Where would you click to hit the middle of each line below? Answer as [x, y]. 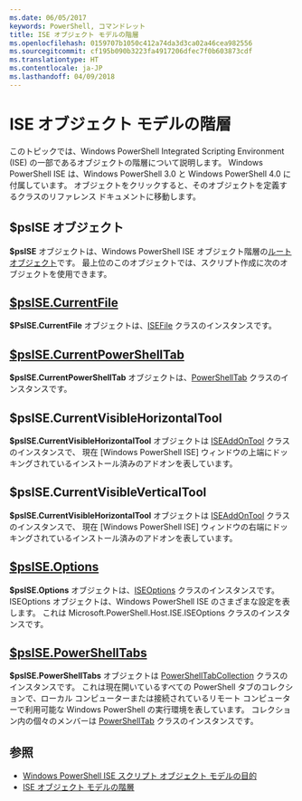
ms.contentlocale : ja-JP [56, 69]
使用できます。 [84, 273]
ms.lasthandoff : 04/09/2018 [62, 77]
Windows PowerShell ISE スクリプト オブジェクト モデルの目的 [140, 776]
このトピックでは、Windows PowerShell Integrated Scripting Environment [147, 151]
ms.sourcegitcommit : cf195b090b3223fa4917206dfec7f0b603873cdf [131, 52]
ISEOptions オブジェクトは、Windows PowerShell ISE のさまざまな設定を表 [150, 601]
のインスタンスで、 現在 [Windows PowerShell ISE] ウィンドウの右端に [141, 527]
